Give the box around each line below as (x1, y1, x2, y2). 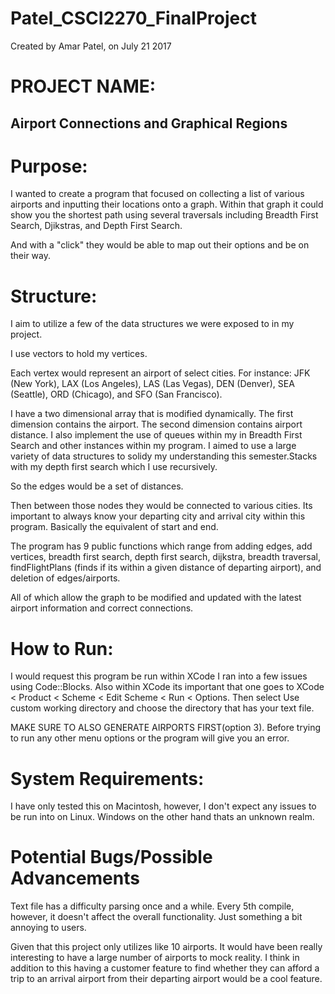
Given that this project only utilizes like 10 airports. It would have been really (10, 941, 323, 953)
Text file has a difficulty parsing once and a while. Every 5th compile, (10, 900, 295, 912)
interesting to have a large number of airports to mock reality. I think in (10, 952, 300, 964)
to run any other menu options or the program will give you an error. (10, 732, 290, 744)
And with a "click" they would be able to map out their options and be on (10, 239, 310, 251)
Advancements (10, 867, 140, 890)
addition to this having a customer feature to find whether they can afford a (10, 962, 320, 974)
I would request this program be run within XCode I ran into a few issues (10, 670, 308, 682)
